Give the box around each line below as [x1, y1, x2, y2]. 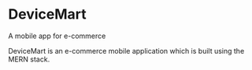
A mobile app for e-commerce [8, 31, 106, 40]
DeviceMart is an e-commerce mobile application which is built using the [8, 46, 245, 55]
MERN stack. [8, 54, 50, 64]
